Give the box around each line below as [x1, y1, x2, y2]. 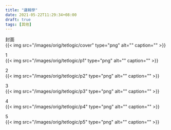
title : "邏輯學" [5, 7, 38, 13]
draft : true [5, 17, 31, 22]
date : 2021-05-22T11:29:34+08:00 [5, 12, 77, 17]
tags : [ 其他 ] [5, 21, 32, 27]
